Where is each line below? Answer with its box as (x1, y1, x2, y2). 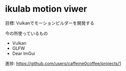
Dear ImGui (12, 50, 35, 56)
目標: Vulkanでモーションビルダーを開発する (5, 20, 95, 26)
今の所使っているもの (5, 30, 48, 36)
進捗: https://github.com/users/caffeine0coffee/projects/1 (5, 60, 121, 66)
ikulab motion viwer (5, 3, 87, 15)
